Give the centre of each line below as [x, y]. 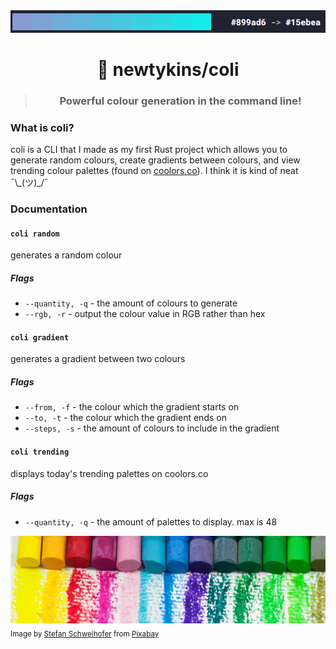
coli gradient [40, 337]
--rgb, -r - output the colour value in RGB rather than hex [145, 314]
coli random [35, 234]
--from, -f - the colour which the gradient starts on [132, 407]
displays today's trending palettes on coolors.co [109, 473]
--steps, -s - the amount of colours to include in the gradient [152, 428]
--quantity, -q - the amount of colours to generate [131, 303]
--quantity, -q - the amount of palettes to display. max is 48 [151, 521]
